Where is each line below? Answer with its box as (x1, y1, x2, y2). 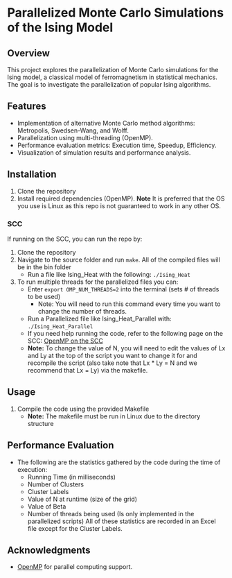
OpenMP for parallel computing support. (17, 563, 133, 571)
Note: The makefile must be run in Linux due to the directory (27, 411, 201, 420)
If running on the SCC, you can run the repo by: (7, 235, 143, 243)
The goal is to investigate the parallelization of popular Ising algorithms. (7, 80, 211, 88)
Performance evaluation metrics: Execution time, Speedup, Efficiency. (17, 141, 217, 149)
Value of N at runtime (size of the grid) (27, 495, 137, 503)
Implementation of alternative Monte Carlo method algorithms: (17, 119, 195, 127)
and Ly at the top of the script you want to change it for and (27, 351, 197, 359)
